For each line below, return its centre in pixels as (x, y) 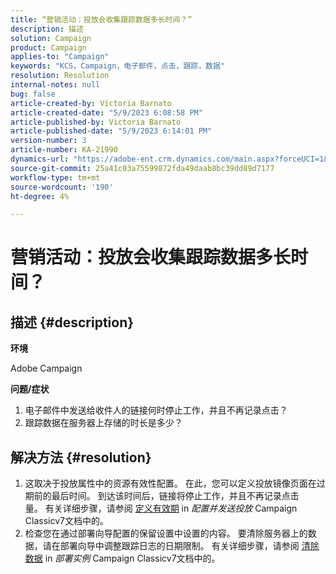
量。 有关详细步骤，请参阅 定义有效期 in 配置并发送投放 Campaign (161, 508)
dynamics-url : (40, 159)
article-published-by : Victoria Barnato (96, 122)
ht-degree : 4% (40, 196)
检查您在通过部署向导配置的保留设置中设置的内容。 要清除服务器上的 (166, 533)
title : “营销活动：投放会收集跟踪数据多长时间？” (101, 19)
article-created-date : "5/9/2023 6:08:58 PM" (106, 112)
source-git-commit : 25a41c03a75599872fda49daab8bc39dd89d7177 (142, 168)
